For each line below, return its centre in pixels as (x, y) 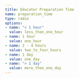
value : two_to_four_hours (35, 50)
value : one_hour (26, 41)
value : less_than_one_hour (36, 32)
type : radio (17, 18)
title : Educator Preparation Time (40, 9)
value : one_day (25, 59)
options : (14, 23)
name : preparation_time (29, 14)
